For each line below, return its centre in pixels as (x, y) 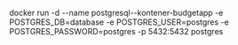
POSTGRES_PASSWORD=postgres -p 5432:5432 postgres (116, 31)
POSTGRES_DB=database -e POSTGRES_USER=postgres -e (119, 22)
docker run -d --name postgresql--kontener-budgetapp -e (116, 13)
